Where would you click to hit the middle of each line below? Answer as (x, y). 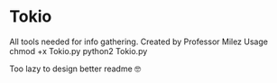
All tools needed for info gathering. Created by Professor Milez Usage (139, 41)
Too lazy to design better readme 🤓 (75, 69)
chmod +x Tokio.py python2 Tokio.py (78, 51)
